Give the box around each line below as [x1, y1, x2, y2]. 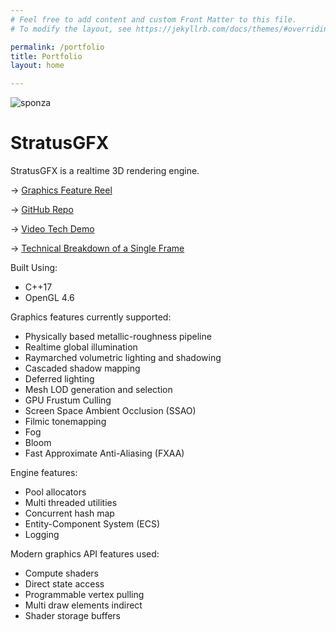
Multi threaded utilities [24, 497, 118, 509]
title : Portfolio [10, 51, 83, 61]
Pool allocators [24, 486, 87, 498]
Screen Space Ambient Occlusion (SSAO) [24, 405, 197, 417]
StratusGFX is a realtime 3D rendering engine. [10, 165, 200, 177]
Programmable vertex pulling [24, 589, 145, 601]
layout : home [10, 61, 65, 71]
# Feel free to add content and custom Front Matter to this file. [10, 14, 298, 25]
